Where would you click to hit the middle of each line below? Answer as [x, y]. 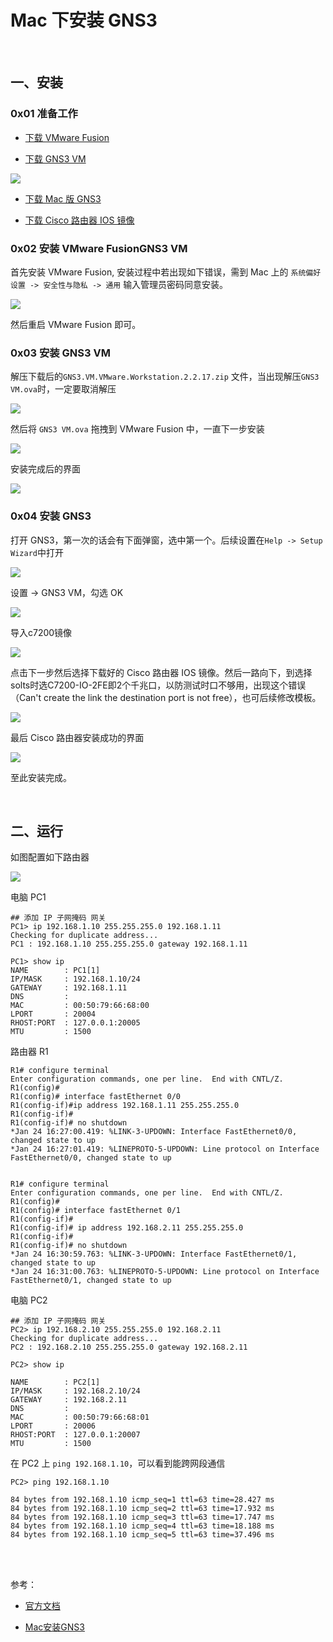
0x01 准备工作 [44, 114]
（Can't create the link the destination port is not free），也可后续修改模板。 [166, 697]
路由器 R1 [29, 1052]
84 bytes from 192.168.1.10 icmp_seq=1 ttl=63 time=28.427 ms [142, 1500]
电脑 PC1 [28, 897]
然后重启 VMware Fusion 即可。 [76, 324]
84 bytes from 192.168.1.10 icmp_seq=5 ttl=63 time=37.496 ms [142, 1535]
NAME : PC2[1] [55, 1382]
